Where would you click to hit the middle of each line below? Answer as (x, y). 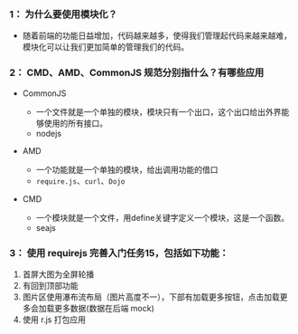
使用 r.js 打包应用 (54, 320)
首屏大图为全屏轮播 (58, 274)
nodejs (48, 133)
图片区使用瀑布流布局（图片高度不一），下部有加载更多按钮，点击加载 (151, 297)
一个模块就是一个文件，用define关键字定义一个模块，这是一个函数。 (163, 217)
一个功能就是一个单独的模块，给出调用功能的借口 (127, 169)
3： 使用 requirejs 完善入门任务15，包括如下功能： (119, 253)
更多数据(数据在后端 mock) (104, 308)
